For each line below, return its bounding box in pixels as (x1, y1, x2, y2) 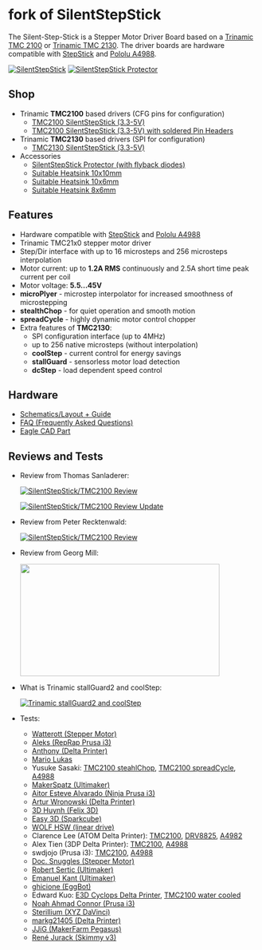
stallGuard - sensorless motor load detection (31, 357, 181, 366)
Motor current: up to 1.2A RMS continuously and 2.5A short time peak (19, 263, 249, 273)
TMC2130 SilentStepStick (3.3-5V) (31, 142, 145, 152)
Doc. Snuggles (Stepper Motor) (31, 857, 135, 866)
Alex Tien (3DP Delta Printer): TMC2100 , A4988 (31, 840, 189, 849)
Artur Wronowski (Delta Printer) (31, 797, 135, 807)
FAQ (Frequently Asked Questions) (19, 418, 134, 428)
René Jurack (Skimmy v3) (31, 932, 117, 943)
